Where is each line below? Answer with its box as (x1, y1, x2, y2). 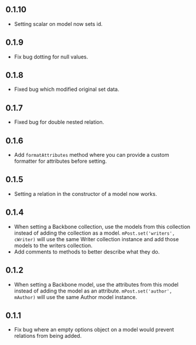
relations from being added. (14, 333, 82, 340)
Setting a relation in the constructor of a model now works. (14, 190, 157, 197)
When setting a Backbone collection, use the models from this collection (14, 223, 191, 230)
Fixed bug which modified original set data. (14, 86, 119, 93)
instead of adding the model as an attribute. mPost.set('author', (14, 287, 172, 294)
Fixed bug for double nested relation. (14, 119, 104, 126)
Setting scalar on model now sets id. (14, 20, 103, 27)
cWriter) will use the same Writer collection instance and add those (14, 235, 179, 242)
